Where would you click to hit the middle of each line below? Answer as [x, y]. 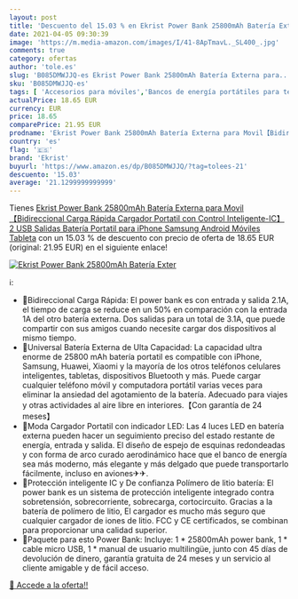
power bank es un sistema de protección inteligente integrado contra [148, 492]
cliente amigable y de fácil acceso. [85, 568]
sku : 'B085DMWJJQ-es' [49, 84]
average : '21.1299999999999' [63, 183]
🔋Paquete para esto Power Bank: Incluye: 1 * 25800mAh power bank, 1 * [155, 539]
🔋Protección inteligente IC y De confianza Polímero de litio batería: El [148, 483]
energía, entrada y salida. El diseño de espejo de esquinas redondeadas [153, 445]
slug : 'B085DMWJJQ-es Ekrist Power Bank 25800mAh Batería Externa [134, 76]
